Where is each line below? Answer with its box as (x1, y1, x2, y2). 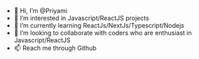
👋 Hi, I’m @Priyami (13, 7, 68, 15)
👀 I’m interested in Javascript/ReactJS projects (13, 14, 149, 22)
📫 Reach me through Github (13, 44, 97, 52)
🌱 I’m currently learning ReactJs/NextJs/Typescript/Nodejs (13, 22, 184, 29)
